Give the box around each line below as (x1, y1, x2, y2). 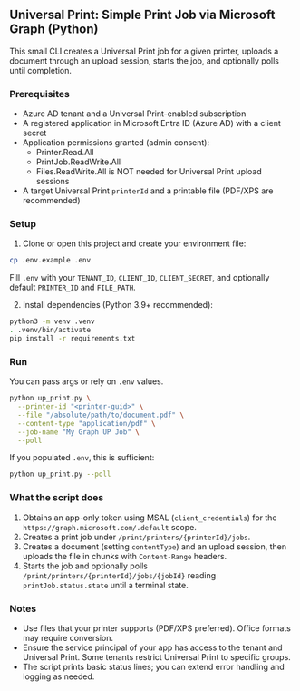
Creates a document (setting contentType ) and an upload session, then (22, 540, 287, 552)
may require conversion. (22, 632, 114, 643)
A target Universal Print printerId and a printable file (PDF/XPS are (22, 185, 274, 196)
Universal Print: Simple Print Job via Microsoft (9, 7, 276, 23)
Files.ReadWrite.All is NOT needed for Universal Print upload (35, 166, 263, 177)
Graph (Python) (9, 22, 99, 37)
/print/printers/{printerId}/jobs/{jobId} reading (22, 569, 217, 580)
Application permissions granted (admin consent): (22, 137, 210, 148)
